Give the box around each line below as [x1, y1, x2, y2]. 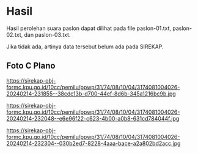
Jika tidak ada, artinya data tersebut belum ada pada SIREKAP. [6, 43, 164, 50]
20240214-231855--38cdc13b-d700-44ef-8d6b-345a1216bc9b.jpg [6, 90, 176, 97]
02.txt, [6, 31, 23, 38]
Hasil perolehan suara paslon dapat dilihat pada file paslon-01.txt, [6, 24, 172, 32]
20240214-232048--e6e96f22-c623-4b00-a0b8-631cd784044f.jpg [6, 114, 180, 122]
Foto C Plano [6, 61, 56, 71]
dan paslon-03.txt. [24, 31, 71, 38]
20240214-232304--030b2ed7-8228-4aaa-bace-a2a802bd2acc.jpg [6, 140, 181, 147]
